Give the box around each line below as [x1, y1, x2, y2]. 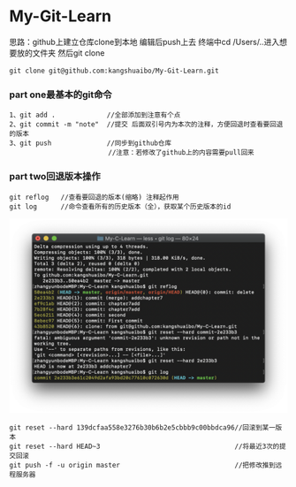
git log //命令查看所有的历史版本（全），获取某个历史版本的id [9, 202, 231, 211]
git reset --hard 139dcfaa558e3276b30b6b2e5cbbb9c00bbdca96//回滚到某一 [9, 422, 276, 432]
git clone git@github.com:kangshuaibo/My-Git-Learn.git [9, 66, 219, 75]
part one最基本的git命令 [9, 88, 112, 101]
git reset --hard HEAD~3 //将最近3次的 [9, 442, 280, 451]
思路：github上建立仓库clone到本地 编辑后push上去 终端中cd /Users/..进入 [9, 36, 280, 47]
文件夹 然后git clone [32, 47, 105, 58]
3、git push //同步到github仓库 [9, 139, 172, 148]
